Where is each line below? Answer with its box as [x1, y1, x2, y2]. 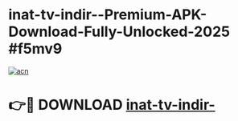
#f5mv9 [8, 40, 63, 58]
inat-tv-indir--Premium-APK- [8, 6, 207, 24]
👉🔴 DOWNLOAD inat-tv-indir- [8, 96, 215, 114]
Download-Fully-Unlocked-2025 [8, 22, 231, 41]
